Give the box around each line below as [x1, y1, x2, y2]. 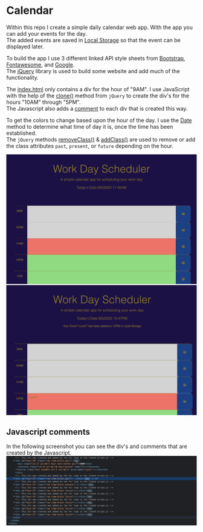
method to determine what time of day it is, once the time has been [6, 123, 173, 130]
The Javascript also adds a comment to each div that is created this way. [6, 105, 188, 112]
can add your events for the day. [6, 30, 88, 37]
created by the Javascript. [6, 449, 72, 456]
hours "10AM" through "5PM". [6, 98, 81, 106]
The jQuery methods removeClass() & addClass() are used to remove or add [6, 135, 196, 143]
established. [6, 129, 37, 137]
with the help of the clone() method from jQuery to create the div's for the [6, 92, 189, 99]
